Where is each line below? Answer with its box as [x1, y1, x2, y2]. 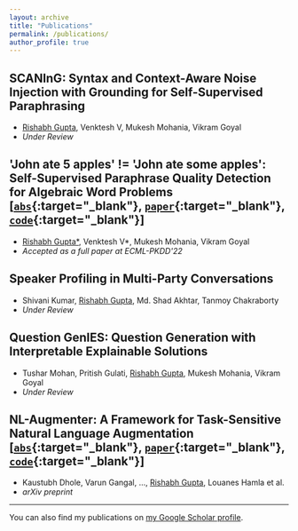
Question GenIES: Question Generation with [9, 330, 256, 345]
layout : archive [9, 12, 69, 22]
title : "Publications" [9, 21, 93, 30]
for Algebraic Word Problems [9, 185, 173, 200]
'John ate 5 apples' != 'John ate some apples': [9, 157, 266, 172]
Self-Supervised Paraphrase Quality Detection [9, 170, 272, 186]
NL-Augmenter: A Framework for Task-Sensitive [9, 412, 282, 427]
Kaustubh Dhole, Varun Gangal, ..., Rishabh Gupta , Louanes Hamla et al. [21, 477, 286, 488]
